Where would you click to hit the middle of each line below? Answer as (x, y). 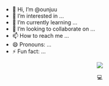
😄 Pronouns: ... (32, 45)
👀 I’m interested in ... (38, 16)
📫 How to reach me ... (40, 36)
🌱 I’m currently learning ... (45, 22)
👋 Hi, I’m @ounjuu (35, 9)
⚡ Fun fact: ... (29, 51)
